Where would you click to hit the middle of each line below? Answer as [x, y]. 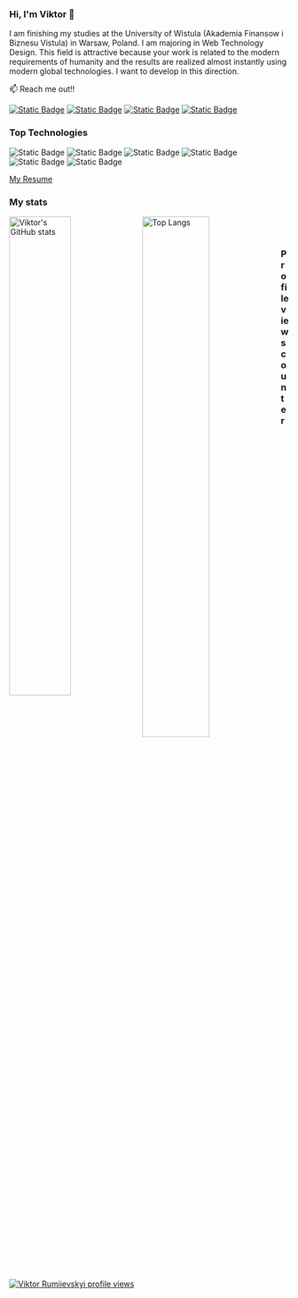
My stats [28, 202]
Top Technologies [49, 133]
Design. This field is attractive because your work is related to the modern [144, 52]
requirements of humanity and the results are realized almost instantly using [148, 62]
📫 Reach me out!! [42, 89]
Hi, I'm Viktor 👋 [42, 14]
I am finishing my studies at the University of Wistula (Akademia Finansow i [146, 34]
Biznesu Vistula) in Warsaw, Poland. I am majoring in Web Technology [137, 43]
